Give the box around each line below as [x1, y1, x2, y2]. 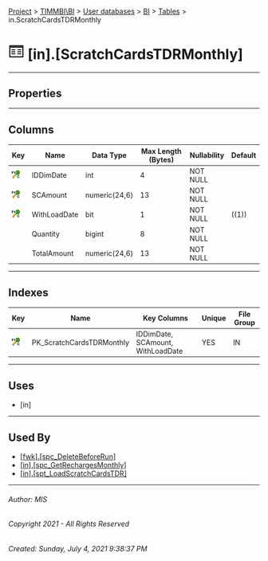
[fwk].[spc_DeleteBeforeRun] [19, 452, 116, 461]
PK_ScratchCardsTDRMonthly [31, 337, 130, 347]
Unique [202, 313, 227, 323]
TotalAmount [31, 249, 74, 258]
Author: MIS [8, 494, 48, 504]
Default [231, 151, 257, 160]
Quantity [31, 229, 60, 239]
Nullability [189, 151, 225, 160]
